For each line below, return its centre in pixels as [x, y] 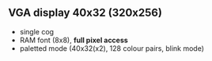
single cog [36, 31]
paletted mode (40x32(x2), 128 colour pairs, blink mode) [112, 48]
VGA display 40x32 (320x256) [85, 13]
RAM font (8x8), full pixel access [74, 40]
